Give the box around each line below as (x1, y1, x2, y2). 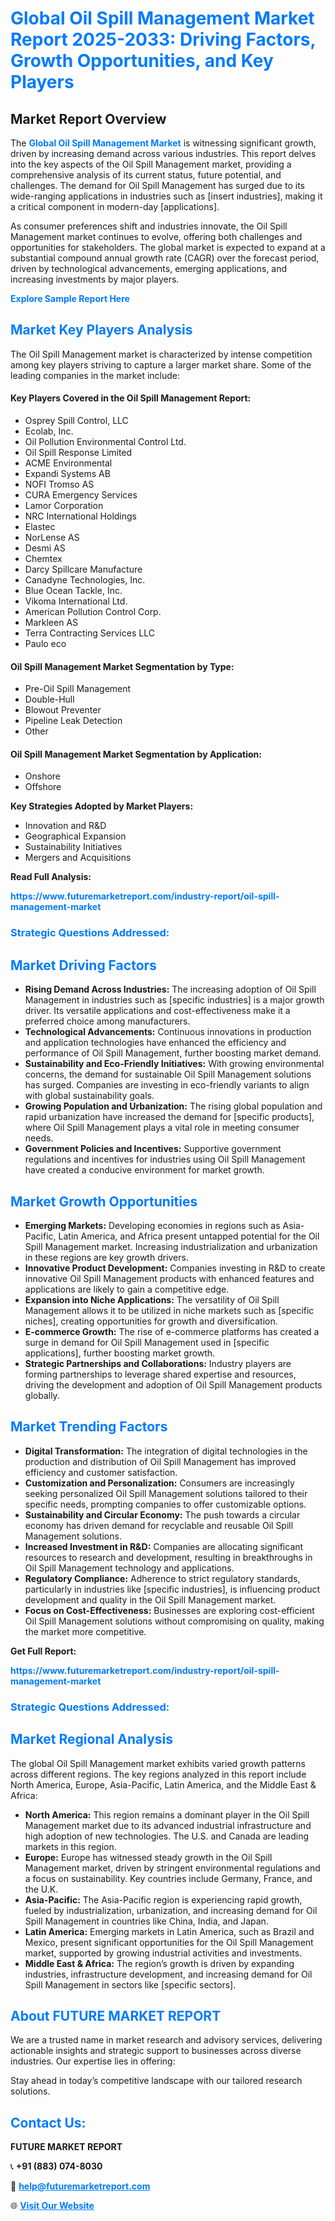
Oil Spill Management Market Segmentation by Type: (10, 660, 235, 672)
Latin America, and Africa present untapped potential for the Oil (58, 1230, 320, 1242)
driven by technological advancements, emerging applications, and (10, 263, 288, 274)
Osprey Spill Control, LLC (24, 415, 129, 427)
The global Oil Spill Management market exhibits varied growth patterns (10, 1757, 306, 1769)
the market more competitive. (24, 1625, 147, 1637)
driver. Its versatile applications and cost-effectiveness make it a (24, 1005, 291, 1017)
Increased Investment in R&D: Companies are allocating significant (24, 1540, 304, 1552)
